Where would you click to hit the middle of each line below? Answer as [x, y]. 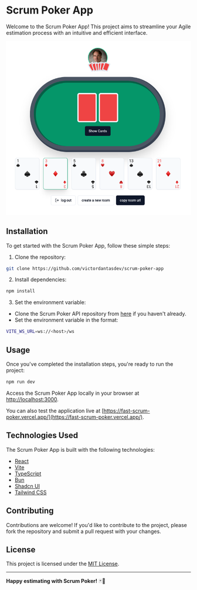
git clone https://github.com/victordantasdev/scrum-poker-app [85, 268]
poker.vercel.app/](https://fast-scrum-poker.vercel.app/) [74, 417]
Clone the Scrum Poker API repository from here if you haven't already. [100, 314]
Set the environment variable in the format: [66, 320]
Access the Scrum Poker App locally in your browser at [73, 393]
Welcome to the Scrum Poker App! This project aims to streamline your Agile [98, 26]
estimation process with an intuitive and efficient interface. [77, 32]
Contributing [30, 511]
